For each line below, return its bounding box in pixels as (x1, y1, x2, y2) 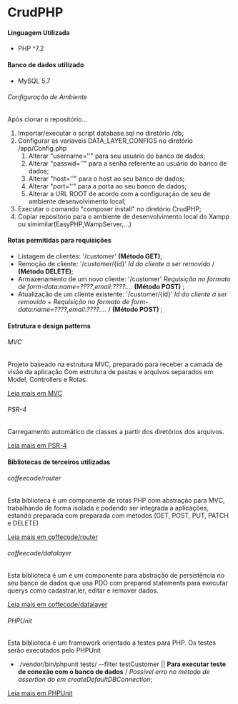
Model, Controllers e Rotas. (7, 375, 88, 383)
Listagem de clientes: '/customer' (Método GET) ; (17, 252, 163, 261)
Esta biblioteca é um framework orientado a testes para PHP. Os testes (7, 638, 217, 647)
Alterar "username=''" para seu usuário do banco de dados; (28, 151, 206, 160)
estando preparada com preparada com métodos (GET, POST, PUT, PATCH (7, 511, 229, 520)
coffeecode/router (7, 474, 61, 483)
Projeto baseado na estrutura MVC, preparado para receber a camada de (7, 360, 223, 368)
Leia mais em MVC (7, 388, 63, 397)
